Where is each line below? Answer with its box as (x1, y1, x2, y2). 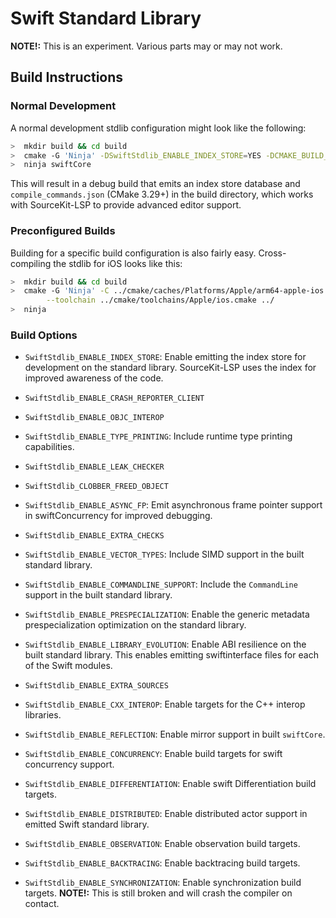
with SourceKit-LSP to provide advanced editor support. (10, 199, 242, 211)
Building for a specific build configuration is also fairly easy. (10, 247, 257, 259)
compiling (10, 257, 52, 269)
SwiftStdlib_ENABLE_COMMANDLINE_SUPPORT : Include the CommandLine (24, 578, 298, 591)
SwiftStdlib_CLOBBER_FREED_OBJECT (24, 482, 169, 492)
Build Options (10, 328, 78, 342)
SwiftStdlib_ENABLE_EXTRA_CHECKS (24, 531, 165, 541)
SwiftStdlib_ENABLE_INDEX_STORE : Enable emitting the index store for (24, 351, 307, 363)
